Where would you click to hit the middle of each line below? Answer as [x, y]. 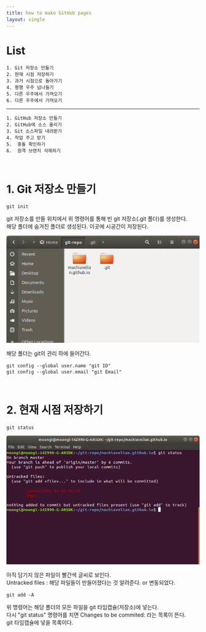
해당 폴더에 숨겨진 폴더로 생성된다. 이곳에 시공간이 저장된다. [78, 227]
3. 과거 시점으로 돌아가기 [34, 81]
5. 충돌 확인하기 [26, 144]
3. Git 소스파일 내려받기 [34, 131]
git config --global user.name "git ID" [59, 365]
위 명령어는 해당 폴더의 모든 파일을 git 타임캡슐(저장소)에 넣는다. [83, 607]
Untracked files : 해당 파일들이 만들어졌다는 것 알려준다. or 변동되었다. [91, 582]
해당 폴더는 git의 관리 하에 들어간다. [49, 353]
